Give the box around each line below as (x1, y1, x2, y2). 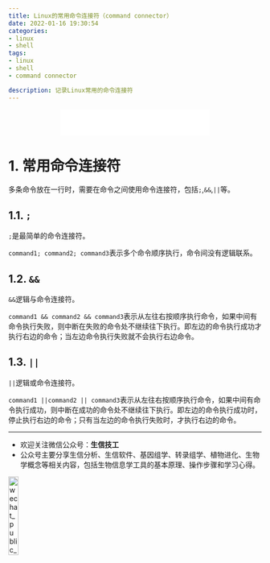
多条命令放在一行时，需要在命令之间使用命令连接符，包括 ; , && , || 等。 (8, 184, 235, 194)
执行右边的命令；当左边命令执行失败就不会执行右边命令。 (8, 332, 198, 342)
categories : (8, 27, 48, 35)
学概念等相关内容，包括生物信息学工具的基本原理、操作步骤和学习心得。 (19, 460, 260, 470)
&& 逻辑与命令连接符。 (8, 295, 80, 304)
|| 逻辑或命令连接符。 (8, 378, 80, 387)
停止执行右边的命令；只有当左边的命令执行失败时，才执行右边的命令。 (8, 415, 241, 424)
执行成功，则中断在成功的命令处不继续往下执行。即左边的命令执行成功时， (14, 404, 262, 415)
